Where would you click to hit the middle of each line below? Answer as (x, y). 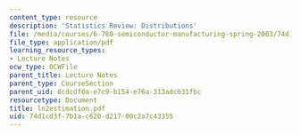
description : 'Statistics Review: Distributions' (104, 26)
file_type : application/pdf (62, 42)
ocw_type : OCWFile (43, 67)
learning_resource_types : (57, 51)
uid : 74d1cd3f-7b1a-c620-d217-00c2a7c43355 (92, 116)
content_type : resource (54, 17)
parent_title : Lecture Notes (63, 75)
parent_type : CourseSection (62, 83)
